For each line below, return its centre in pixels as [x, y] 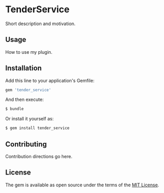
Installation [24, 68]
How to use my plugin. [29, 52]
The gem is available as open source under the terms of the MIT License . [82, 185]
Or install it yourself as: [29, 119]
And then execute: [25, 100]
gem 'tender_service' [28, 90]
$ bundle [15, 109]
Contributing [26, 144]
